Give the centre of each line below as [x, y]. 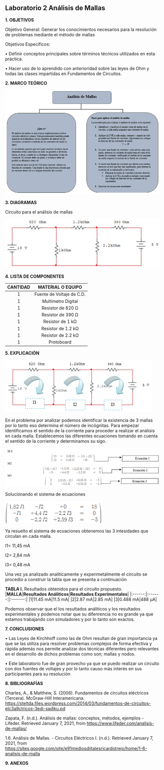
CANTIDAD [19, 287]
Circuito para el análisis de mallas [39, 212]
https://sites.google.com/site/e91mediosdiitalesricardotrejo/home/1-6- [76, 748]
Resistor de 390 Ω [60, 315]
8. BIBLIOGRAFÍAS [24, 684]
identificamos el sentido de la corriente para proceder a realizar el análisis [80, 430]
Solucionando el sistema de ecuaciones [45, 494]
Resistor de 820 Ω [60, 308]
